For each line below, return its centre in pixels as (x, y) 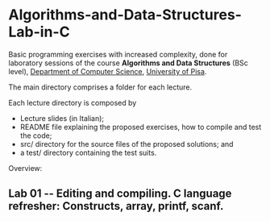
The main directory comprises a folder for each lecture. (100, 87)
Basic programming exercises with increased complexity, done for (118, 54)
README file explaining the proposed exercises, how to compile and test (141, 127)
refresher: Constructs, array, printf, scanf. (116, 206)
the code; (36, 136)
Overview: (25, 168)
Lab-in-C (39, 32)
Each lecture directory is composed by (73, 102)
